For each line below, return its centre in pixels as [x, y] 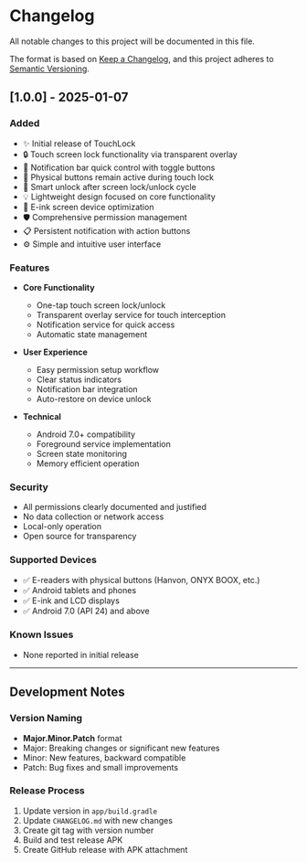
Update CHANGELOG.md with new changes [98, 820]
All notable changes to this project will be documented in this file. [132, 41]
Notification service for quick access [106, 325]
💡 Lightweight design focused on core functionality [119, 197]
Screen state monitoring [82, 453]
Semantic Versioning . [49, 69]
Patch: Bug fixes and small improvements [101, 767]
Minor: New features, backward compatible [104, 757]
